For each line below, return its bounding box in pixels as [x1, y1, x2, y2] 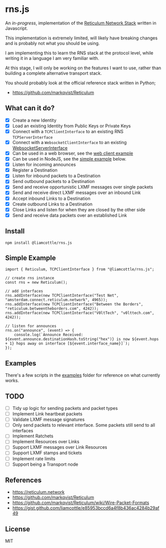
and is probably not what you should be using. [5, 40, 100, 46]
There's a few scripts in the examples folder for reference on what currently [5, 372, 161, 378]
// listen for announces [5, 324, 57, 329]
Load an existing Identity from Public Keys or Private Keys [12, 123, 131, 129]
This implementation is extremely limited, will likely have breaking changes [5, 35, 158, 41]
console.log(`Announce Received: [14, 333, 83, 338]
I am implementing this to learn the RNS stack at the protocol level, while [5, 50, 154, 56]
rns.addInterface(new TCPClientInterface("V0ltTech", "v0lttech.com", [5, 311, 155, 316]
